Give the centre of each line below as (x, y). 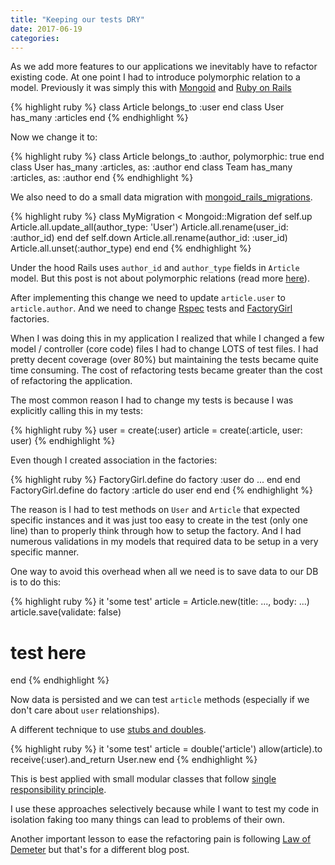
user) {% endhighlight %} (63, 441)
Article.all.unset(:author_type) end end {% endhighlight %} (131, 248)
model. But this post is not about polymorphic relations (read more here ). (160, 278)
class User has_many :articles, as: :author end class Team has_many (151, 167)
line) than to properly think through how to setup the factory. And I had (156, 531)
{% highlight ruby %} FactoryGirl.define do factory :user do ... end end (155, 480)
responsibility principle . (58, 790)
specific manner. (45, 552)
